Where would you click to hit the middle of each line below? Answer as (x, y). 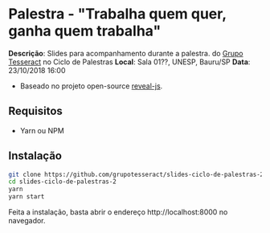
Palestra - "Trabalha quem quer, (117, 14)
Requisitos (35, 111)
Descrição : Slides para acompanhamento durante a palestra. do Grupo (126, 53)
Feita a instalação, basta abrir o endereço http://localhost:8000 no (118, 212)
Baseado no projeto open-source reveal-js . (91, 86)
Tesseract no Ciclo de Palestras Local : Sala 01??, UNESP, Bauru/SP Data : (129, 62)
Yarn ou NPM (42, 130)
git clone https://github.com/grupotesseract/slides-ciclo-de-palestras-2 (136, 174)
